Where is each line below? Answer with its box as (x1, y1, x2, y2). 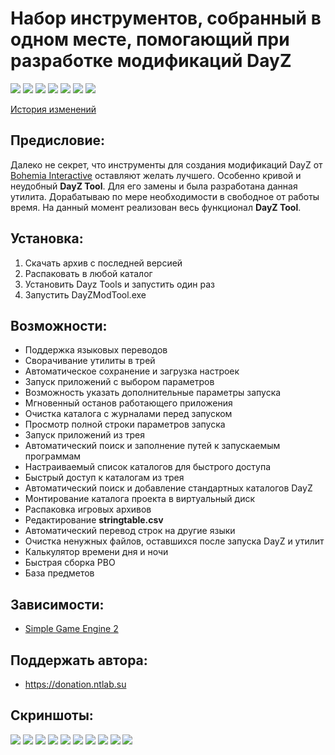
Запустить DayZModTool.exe (24, 288, 147, 301)
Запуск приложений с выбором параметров (24, 376, 215, 388)
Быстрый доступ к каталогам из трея (24, 472, 185, 484)
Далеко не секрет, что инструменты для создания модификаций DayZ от (10, 158, 323, 171)
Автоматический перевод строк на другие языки (24, 525, 236, 537)
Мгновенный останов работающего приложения (24, 397, 233, 409)
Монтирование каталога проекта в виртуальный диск (24, 493, 255, 505)
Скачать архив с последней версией (24, 257, 183, 269)
